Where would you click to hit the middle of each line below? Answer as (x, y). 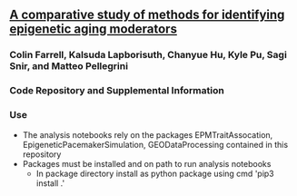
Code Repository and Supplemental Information (117, 91)
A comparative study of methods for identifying (147, 15)
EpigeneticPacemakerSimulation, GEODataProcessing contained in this (155, 144)
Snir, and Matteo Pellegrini (69, 66)
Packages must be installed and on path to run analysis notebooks (147, 163)
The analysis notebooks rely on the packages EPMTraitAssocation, (148, 134)
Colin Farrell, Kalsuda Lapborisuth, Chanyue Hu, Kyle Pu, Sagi (148, 55)
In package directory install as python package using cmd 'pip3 (155, 173)
